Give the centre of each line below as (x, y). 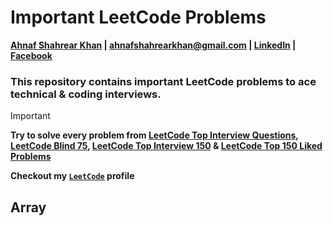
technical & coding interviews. (86, 94)
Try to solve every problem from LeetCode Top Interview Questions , (154, 135)
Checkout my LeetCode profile (72, 176)
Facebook (31, 55)
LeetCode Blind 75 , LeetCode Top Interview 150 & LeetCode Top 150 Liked (166, 146)
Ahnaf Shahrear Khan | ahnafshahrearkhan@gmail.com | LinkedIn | (153, 45)
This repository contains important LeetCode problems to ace (163, 81)
